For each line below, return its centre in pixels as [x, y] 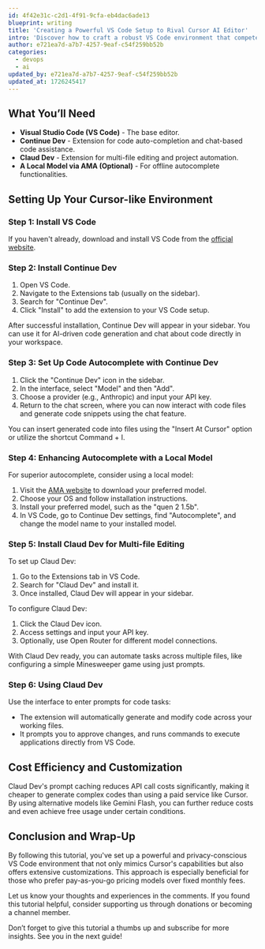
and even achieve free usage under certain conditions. [97, 812]
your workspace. [35, 342]
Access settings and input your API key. [84, 632]
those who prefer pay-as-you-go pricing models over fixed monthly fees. [127, 880]
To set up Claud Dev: [42, 561]
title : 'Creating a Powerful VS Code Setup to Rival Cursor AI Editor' [128, 30]
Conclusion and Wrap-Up [72, 836]
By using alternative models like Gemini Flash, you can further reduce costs [131, 803]
